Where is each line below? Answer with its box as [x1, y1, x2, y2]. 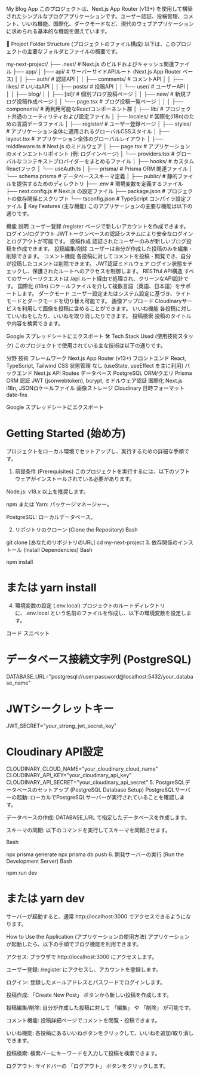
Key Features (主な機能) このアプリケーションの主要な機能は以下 [28, 203, 187, 209]
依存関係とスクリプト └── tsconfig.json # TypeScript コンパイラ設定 [16, 195, 186, 202]
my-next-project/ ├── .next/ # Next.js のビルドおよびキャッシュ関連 [6, 60, 174, 68]
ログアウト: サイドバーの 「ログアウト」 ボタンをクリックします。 [6, 1062, 169, 1069]
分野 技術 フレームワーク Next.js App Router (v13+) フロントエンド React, [6, 355, 187, 362]
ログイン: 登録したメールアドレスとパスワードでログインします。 [6, 978, 166, 985]
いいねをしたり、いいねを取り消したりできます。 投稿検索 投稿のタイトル [11, 313, 192, 319]
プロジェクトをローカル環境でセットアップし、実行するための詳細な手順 [6, 447, 184, 454]
